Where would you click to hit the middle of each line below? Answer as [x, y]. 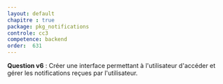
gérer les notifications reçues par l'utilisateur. [73, 73]
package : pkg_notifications [48, 26]
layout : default [31, 14]
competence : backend [38, 40]
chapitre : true [31, 20]
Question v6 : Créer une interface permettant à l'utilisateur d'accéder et [111, 66]
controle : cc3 [28, 33]
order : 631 [25, 46]
